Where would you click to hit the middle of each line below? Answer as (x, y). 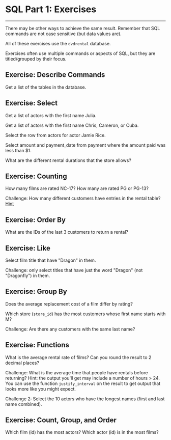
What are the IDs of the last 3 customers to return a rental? (67, 232)
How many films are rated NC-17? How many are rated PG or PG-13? (77, 188)
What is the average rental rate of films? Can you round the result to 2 (78, 357)
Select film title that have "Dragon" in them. (51, 260)
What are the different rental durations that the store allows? (68, 160)
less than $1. (18, 150)
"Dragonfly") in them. (27, 276)
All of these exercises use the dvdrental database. (58, 43)
